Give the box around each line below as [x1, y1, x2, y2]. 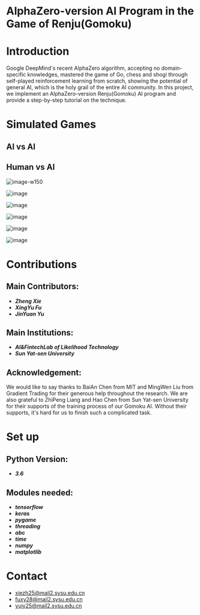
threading [14, 522, 41, 529]
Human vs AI [6, 162, 55, 172]
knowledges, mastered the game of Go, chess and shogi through [27, 71, 188, 78]
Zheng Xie [14, 297, 42, 305]
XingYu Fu [14, 304, 42, 311]
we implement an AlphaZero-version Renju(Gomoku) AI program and [6, 90, 176, 98]
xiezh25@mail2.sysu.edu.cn [14, 589, 85, 596]
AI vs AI [6, 142, 36, 152]
